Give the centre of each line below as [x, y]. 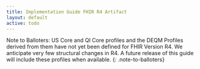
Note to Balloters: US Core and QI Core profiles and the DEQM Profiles [95, 41]
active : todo [23, 23]
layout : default [27, 18]
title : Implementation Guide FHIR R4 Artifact [67, 12]
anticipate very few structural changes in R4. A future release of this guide [100, 53]
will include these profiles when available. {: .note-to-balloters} [86, 60]
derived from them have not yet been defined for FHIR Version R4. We [94, 47]
